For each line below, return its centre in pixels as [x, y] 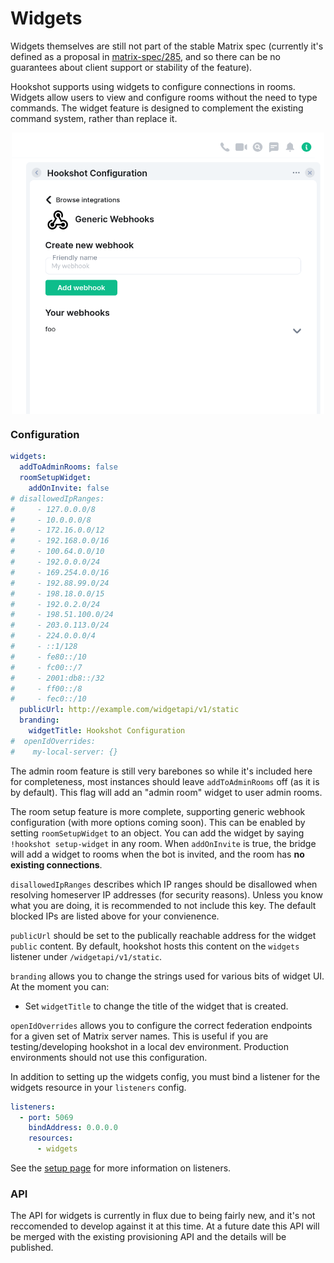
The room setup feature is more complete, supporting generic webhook [158, 811]
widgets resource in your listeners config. [98, 1087]
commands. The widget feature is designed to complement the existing [157, 108]
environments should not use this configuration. [109, 1057]
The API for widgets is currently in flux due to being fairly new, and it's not [163, 1216]
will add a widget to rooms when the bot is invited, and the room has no [157, 854]
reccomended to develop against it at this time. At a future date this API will [165, 1226]
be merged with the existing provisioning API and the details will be [148, 1237]
